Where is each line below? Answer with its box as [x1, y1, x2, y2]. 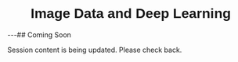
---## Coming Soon [7, 29, 72, 40]
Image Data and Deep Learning [30, 5, 232, 22]
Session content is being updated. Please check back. [7, 45, 182, 54]
